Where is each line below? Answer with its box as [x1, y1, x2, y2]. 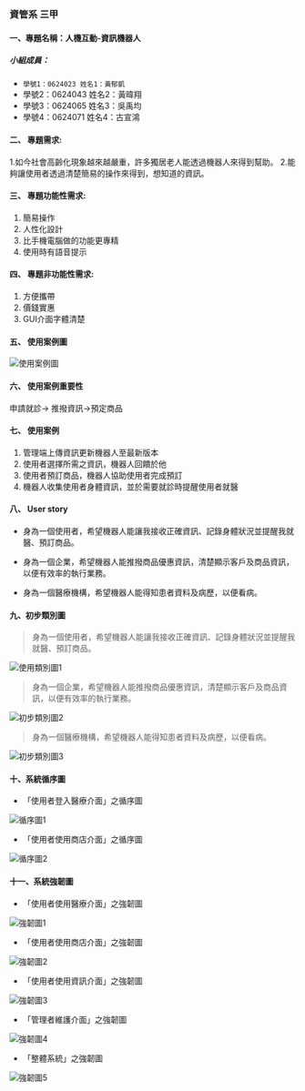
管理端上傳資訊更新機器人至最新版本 [22, 447, 159, 458]
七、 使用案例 [9, 425, 60, 436]
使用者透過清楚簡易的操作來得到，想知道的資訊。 [25, 167, 209, 178]
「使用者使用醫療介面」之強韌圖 [22, 898, 143, 909]
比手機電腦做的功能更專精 [22, 235, 119, 246]
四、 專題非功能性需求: [9, 268, 94, 279]
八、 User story [9, 503, 68, 515]
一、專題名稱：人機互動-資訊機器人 [9, 32, 141, 43]
